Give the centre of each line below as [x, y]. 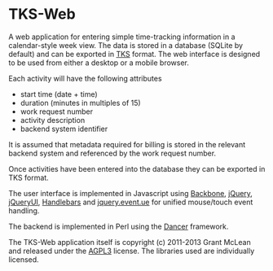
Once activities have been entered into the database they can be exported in [137, 168]
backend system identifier [64, 129]
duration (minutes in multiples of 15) [80, 103]
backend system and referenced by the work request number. [112, 153]
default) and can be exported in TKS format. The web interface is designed [134, 54]
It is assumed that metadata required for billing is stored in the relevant [127, 144]
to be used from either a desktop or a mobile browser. [99, 63]
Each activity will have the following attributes [85, 78]
